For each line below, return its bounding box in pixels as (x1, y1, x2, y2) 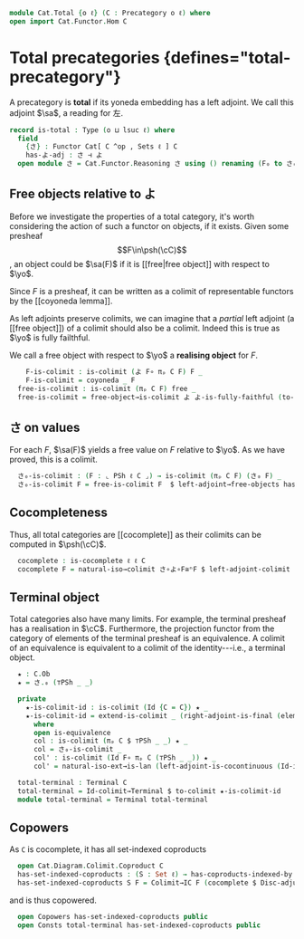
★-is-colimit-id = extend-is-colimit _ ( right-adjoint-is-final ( (25, 711, 281, 720)
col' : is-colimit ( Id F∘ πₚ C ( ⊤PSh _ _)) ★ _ (33, 753, 217, 762)
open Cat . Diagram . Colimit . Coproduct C (17, 861, 165, 871)
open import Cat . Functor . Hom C (9, 16, 128, 26)
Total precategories (9, 47, 160, 68)
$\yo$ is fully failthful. (9, 331, 90, 343)
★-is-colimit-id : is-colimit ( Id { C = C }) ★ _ (25, 703, 208, 712)
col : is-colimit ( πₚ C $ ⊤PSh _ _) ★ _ (33, 736, 188, 746)
